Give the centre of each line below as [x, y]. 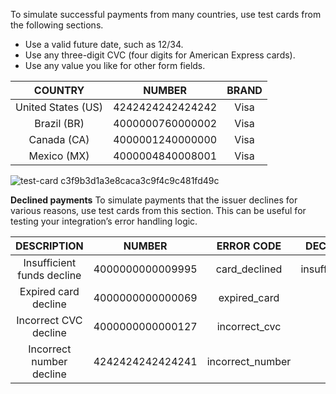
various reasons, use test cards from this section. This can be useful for [158, 210]
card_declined [249, 269]
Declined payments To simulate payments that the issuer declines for [154, 200]
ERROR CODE [249, 246]
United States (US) [59, 107]
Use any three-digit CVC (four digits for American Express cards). [160, 55]
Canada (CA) [59, 139]
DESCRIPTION [49, 246]
